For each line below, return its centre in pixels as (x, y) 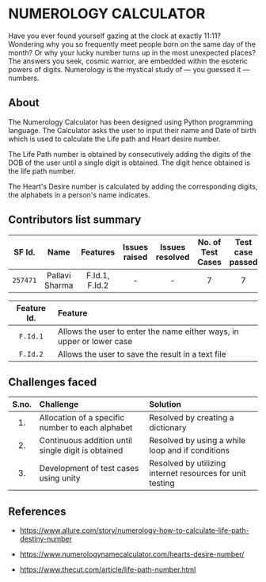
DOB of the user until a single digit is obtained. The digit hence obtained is (129, 163)
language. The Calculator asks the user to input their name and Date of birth (132, 130)
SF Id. (25, 252)
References (37, 511)
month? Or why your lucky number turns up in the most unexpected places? (132, 52)
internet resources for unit (198, 473)
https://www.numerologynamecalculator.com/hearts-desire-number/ (132, 554)
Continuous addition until (86, 441)
